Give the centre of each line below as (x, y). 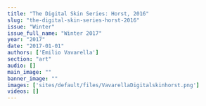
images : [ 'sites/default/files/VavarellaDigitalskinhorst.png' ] (103, 85)
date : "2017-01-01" (36, 46)
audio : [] (22, 66)
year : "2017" (26, 40)
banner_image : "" (33, 78)
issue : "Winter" (31, 26)
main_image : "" (30, 72)
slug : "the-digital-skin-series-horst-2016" (73, 20)
